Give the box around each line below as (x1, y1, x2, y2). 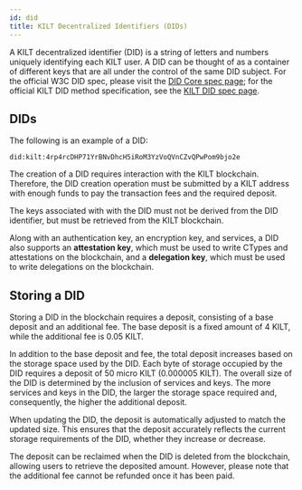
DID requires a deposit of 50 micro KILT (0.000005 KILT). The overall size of (9, 368, 292, 379)
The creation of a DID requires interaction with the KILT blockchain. (9, 168, 260, 179)
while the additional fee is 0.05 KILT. (9, 331, 145, 342)
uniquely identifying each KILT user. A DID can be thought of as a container (9, 56, 290, 67)
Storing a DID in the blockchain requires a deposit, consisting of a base (9, 312, 274, 322)
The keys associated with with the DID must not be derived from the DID (9, 206, 278, 216)
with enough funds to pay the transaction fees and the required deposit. (9, 187, 278, 199)
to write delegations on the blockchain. (9, 262, 155, 273)
